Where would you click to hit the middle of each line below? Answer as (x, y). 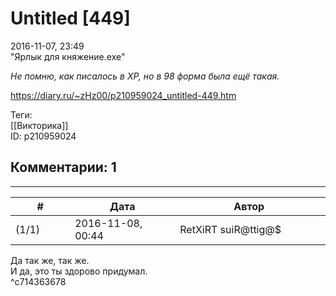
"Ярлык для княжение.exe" (68, 56)
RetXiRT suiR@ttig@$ (230, 229)
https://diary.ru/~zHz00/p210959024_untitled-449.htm (123, 95)
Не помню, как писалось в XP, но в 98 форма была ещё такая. (145, 76)
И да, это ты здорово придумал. (79, 271)
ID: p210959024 (43, 136)
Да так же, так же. (50, 260)
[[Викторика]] (39, 125)
